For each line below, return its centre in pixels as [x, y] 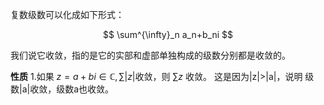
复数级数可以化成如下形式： [67, 14]
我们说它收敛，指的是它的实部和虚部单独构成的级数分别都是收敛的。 [150, 55]
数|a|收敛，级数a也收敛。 [62, 89]
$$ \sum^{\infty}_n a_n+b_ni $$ [168, 34]
